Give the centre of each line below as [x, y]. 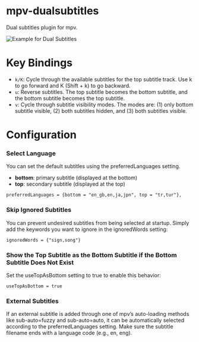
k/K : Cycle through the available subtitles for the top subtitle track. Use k [103, 79]
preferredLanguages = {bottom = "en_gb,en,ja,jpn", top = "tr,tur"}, [94, 195]
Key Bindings [40, 63]
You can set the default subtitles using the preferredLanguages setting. [93, 166]
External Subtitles [33, 301]
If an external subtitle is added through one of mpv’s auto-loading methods [98, 314]
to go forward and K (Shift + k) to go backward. [72, 85]
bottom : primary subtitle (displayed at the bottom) [76, 178]
